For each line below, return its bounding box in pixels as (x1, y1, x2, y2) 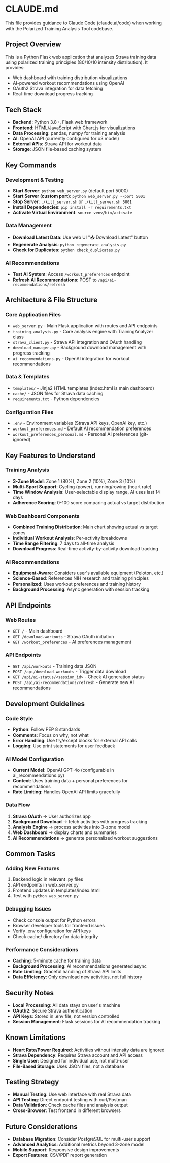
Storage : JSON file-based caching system (12, 146, 101, 152)
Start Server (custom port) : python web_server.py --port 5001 (12, 193, 146, 199)
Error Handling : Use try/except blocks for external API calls (12, 738, 137, 744)
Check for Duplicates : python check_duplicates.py (12, 247, 120, 253)
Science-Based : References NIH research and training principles (12, 575, 149, 581)
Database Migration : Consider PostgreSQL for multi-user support (12, 1136, 151, 1142)
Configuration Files (5, 409, 54, 416)
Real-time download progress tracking (12, 90, 93, 97)
